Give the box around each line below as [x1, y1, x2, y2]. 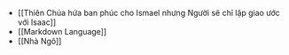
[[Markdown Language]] [17, 27, 107, 36]
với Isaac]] [17, 17, 56, 27]
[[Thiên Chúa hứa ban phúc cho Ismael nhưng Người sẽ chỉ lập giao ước [17, 8, 281, 18]
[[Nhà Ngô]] [17, 35, 62, 46]
